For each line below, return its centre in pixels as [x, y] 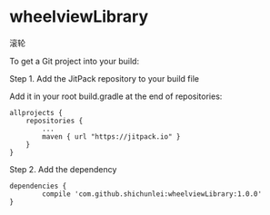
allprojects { [36, 112]
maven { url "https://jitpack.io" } [111, 137]
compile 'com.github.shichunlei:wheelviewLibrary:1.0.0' [152, 194]
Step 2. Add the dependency [63, 169]
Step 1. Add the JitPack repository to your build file [105, 78]
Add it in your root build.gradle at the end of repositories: [116, 96]
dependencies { [38, 186]
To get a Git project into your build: [74, 61]
